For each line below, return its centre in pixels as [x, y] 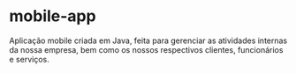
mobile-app [53, 16]
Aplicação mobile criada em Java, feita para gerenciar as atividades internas [148, 40]
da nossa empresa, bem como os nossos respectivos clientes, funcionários [146, 49]
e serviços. [30, 59]
